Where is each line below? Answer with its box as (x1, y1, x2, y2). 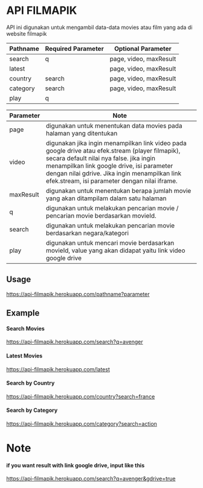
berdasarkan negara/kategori (45, 229, 129, 237)
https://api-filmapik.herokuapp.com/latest (6, 365, 110, 373)
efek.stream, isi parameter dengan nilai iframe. (45, 177, 178, 185)
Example (6, 308, 40, 318)
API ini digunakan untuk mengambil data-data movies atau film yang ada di (6, 24, 193, 31)
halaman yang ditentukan (45, 129, 118, 137)
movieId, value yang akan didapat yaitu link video (45, 246, 185, 255)
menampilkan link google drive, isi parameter (45, 161, 173, 170)
